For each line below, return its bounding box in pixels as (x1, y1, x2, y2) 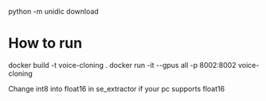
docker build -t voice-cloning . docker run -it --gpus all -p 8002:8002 (8, 60, 237, 69)
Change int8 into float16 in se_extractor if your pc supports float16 (8, 84, 225, 93)
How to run (8, 35, 83, 52)
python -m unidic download (8, 7, 100, 16)
